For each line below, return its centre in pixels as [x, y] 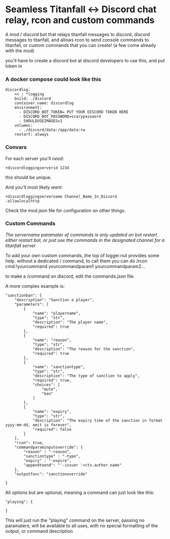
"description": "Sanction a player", [54, 300]
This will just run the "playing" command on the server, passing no [75, 520]
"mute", [50, 389]
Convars [16, 148]
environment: [28, 108]
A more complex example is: [35, 286]
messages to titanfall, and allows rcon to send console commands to [77, 40]
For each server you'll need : [35, 158]
